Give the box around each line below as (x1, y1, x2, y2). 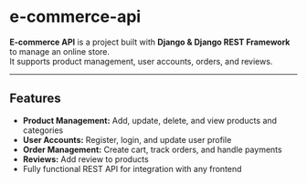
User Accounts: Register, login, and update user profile (22, 134, 232, 145)
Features (9, 91, 61, 107)
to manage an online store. (9, 46, 111, 56)
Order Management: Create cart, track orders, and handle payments (22, 144, 282, 155)
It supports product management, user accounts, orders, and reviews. (9, 56, 273, 66)
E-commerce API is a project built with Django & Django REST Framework (9, 36, 291, 47)
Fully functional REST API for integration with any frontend (22, 163, 242, 174)
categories (22, 125, 64, 136)
